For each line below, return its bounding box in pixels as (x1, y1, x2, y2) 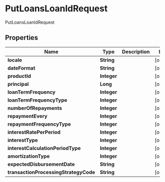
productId (7, 73, 31, 79)
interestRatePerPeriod (7, 129, 61, 136)
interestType (7, 137, 38, 144)
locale (7, 56, 22, 63)
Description (122, 48, 150, 55)
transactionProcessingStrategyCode (7, 169, 95, 176)
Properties (5, 34, 38, 42)
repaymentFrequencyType (7, 120, 71, 127)
